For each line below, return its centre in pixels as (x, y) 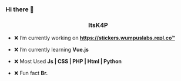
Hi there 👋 (20, 9)
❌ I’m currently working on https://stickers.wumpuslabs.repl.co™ (95, 38)
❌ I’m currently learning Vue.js (51, 50)
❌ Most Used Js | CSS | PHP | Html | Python (68, 62)
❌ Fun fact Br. (31, 73)
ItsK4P (98, 25)
